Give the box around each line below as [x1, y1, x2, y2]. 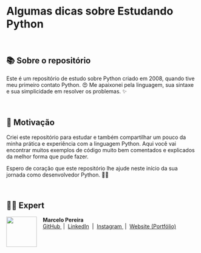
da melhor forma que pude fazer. [6, 153, 89, 160]
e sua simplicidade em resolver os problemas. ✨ [6, 87, 128, 95]
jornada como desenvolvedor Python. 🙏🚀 [6, 171, 109, 178]
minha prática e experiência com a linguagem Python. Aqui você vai [6, 140, 176, 147]
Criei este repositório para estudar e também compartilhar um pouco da [6, 133, 186, 141]
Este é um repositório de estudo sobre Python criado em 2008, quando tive [6, 75, 195, 82]
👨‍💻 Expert [6, 200, 44, 211]
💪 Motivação [6, 117, 55, 128]
